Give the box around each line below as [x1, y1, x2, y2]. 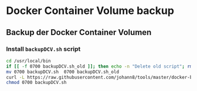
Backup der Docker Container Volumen [6, 27, 152, 37]
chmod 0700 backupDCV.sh [6, 80, 67, 86]
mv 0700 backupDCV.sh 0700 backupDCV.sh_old [6, 69, 119, 75]
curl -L [6, 74, 25, 80]
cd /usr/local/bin [6, 58, 51, 64]
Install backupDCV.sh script [6, 45, 81, 53]
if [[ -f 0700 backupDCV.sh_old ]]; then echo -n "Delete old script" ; [6, 63, 185, 69]
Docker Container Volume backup [6, 4, 175, 17]
